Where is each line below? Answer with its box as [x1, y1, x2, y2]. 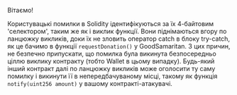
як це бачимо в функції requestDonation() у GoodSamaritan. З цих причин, [7, 42, 231, 50]
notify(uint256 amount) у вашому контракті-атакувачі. [7, 80, 172, 87]
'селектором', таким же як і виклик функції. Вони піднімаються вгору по [7, 27, 227, 35]
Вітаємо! [7, 6, 34, 14]
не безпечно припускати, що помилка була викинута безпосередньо [7, 49, 216, 58]
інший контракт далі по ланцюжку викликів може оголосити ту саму [7, 65, 216, 72]
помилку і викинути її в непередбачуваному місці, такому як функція [7, 72, 218, 80]
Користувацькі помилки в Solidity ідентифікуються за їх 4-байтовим [7, 20, 214, 27]
